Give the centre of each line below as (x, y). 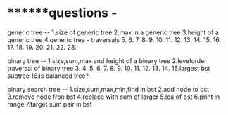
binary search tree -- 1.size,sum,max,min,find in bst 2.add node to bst (108, 89)
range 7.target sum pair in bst (50, 104)
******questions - (62, 13)
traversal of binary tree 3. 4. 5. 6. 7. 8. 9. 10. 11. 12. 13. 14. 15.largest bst (109, 68)
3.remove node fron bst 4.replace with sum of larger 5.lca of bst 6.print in (114, 97)
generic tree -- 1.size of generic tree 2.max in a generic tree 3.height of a (113, 32)
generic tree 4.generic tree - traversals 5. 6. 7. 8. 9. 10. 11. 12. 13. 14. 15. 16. (114, 39)
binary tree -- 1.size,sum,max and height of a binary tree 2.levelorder (107, 60)
